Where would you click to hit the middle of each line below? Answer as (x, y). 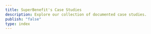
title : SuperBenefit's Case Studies (43, 10)
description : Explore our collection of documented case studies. (76, 14)
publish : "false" (23, 19)
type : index (18, 24)
